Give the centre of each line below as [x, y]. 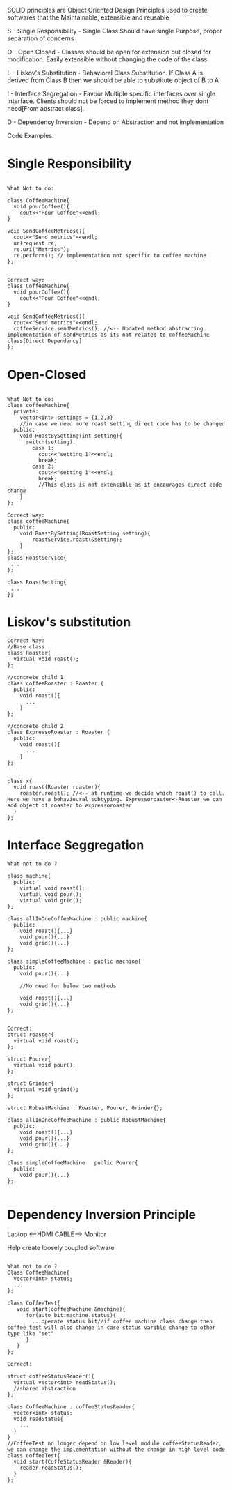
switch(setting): [51, 442]
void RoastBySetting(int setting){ [71, 436]
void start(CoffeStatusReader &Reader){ [73, 1461]
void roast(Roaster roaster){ [57, 787]
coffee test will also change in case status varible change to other [111, 1328]
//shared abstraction [45, 1388]
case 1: [43, 448]
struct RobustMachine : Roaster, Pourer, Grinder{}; [85, 1108]
